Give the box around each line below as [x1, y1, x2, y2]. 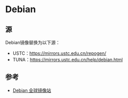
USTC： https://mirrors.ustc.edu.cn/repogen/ [12, 50, 107, 56]
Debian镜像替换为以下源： [5, 40, 60, 45]
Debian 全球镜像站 [12, 87, 52, 93]
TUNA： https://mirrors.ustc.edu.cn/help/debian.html [12, 57, 123, 62]
